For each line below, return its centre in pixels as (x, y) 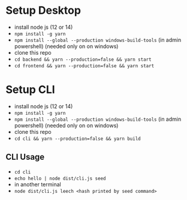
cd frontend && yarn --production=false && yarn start (84, 66)
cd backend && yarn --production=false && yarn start (83, 59)
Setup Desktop (43, 11)
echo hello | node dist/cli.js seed (60, 178)
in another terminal (37, 184)
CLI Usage (25, 157)
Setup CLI (30, 90)
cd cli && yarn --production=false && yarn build (78, 139)
